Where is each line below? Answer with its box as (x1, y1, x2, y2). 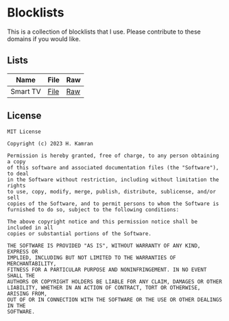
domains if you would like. (7, 34, 81, 43)
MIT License (7, 128, 41, 135)
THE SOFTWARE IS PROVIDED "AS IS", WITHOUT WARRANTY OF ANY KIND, (7, 242, 201, 249)
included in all (7, 224, 53, 231)
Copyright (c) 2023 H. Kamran (7, 140, 94, 147)
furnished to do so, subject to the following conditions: (7, 206, 180, 213)
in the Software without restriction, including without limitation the (7, 176, 219, 183)
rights (7, 182, 26, 189)
